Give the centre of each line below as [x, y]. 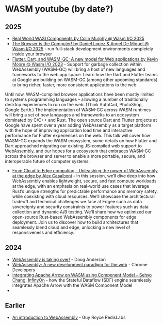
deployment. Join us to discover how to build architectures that [75, 222]
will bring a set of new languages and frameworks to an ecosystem [72, 115]
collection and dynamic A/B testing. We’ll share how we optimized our [82, 212]
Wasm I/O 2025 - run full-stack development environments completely [83, 49]
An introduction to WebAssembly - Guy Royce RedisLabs [69, 317]
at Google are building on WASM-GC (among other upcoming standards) [85, 80]
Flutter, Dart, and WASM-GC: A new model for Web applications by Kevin [85, 59]
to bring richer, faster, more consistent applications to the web [74, 85]
